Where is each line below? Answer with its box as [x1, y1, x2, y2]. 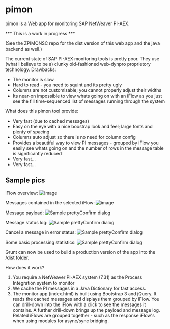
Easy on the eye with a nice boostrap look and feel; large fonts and [12, 123, 153, 129]
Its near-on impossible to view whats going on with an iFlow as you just [12, 92, 162, 99]
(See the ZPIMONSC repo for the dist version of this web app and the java [5, 40, 160, 46]
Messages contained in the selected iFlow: [5, 199, 95, 205]
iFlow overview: [5, 190, 38, 196]
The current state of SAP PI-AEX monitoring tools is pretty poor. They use [5, 55, 159, 62]
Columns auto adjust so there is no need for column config [12, 134, 136, 140]
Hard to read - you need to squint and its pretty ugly [12, 82, 122, 88]
